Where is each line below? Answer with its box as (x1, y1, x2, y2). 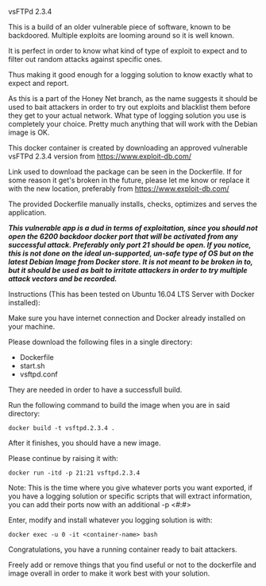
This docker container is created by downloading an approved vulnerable (8, 143, 248, 152)
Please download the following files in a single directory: (8, 338, 193, 346)
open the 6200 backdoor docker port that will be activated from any (8, 232, 238, 241)
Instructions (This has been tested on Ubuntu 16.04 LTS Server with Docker (8, 290, 255, 299)
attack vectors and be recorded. (8, 274, 118, 283)
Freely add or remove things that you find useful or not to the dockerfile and (8, 561, 256, 569)
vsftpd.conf (19, 369, 58, 379)
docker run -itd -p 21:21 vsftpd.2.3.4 (8, 469, 141, 477)
